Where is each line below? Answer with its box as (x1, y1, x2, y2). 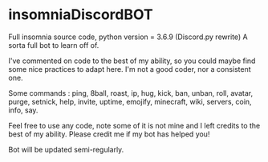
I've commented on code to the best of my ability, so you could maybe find (8, 56, 256, 65)
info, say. (8, 105, 39, 115)
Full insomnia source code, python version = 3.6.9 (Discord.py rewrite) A (8, 32, 248, 41)
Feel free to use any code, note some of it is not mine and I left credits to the (8, 121, 261, 130)
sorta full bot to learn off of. (8, 40, 99, 49)
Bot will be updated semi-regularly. (8, 144, 124, 154)
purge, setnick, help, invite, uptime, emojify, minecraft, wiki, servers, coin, (8, 97, 252, 106)
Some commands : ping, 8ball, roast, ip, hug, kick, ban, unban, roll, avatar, (8, 88, 254, 97)
